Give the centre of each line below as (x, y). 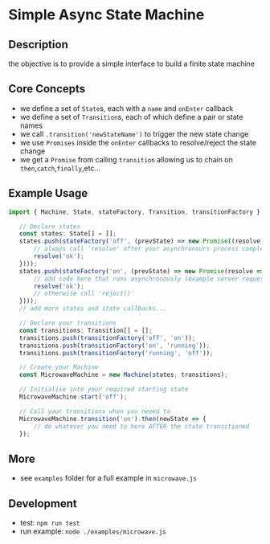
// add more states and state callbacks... (93, 309)
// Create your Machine (59, 367)
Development (43, 503)
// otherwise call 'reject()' (84, 294)
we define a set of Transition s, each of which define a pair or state (131, 117)
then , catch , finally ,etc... (60, 168)
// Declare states (50, 227)
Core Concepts (47, 89)
